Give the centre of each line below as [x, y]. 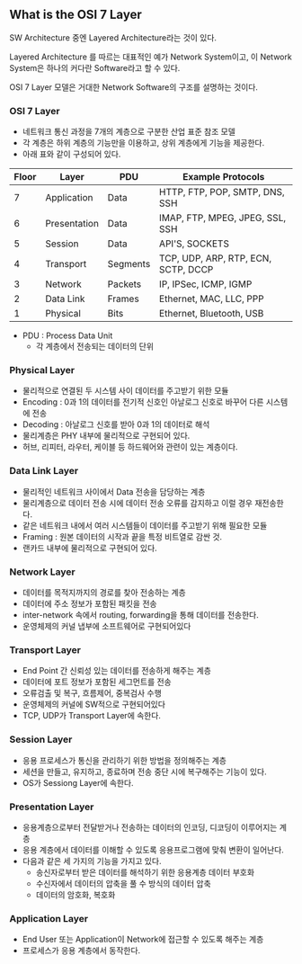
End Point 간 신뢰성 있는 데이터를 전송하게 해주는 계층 [116, 671]
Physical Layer [42, 370]
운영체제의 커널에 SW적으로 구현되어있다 [94, 704]
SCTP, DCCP [186, 270]
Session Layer [41, 739]
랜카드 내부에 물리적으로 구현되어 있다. [89, 548]
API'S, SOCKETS [194, 244]
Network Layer [42, 572]
